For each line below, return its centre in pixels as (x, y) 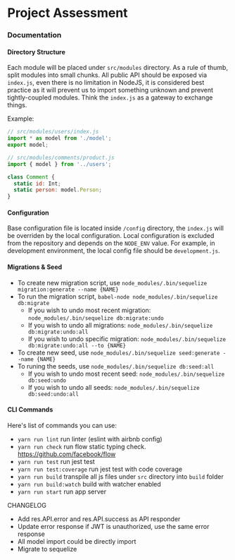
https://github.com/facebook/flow (66, 454)
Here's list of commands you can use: (62, 425)
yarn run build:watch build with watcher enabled (89, 484)
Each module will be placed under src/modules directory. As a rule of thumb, (118, 68)
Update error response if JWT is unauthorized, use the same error (113, 526)
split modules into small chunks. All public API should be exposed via (107, 75)
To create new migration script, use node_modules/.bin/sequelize (112, 282)
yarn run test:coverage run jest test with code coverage (100, 469)
